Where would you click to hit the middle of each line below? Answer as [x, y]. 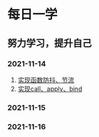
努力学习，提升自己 [49, 43]
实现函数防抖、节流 [46, 80]
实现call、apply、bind [50, 89]
